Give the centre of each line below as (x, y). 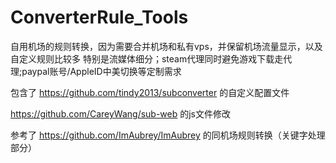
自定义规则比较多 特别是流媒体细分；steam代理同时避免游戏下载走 (147, 58)
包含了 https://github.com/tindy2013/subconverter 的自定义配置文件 (150, 92)
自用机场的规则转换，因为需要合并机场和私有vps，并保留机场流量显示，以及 (166, 46)
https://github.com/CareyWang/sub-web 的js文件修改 (121, 113)
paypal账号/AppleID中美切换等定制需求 (101, 71)
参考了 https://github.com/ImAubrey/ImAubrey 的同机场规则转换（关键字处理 (168, 135)
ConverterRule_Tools (99, 17)
